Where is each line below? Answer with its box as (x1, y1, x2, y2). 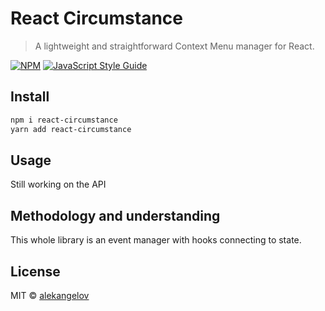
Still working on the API (10, 178, 107, 191)
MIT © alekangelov (10, 289, 90, 301)
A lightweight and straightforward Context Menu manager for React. (34, 40, 315, 52)
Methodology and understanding (10, 207, 221, 224)
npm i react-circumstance (10, 115, 118, 125)
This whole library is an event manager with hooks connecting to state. (10, 234, 302, 246)
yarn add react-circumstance (10, 124, 132, 134)
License (10, 263, 61, 280)
